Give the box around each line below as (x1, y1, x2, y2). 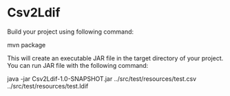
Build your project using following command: (7, 27, 134, 36)
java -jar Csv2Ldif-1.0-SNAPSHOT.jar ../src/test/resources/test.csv (7, 74, 197, 83)
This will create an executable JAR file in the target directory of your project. (7, 53, 224, 62)
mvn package (7, 40, 46, 49)
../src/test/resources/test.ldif (7, 82, 89, 90)
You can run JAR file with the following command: (7, 61, 149, 69)
